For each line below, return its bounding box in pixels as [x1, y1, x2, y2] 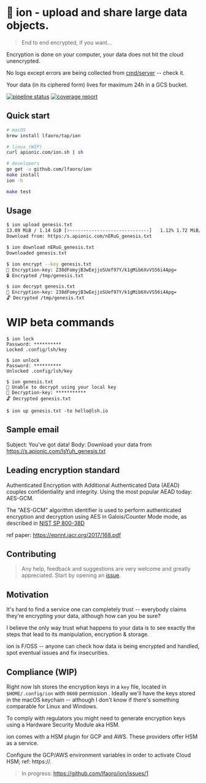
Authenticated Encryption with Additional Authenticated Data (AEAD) [6, 481, 180, 489]
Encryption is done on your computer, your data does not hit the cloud [6, 50, 184, 58]
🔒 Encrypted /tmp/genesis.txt [6, 272, 84, 278]
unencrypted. [6, 57, 41, 64]
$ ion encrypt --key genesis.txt [6, 261, 92, 267]
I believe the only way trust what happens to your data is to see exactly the [6, 624, 196, 632]
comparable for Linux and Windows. [6, 703, 98, 710]
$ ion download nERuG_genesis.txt [6, 245, 95, 251]
